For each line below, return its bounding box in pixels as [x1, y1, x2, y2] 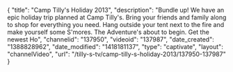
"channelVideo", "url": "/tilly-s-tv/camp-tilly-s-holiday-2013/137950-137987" [7, 50, 226, 58]
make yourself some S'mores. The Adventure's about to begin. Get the [7, 28, 210, 36]
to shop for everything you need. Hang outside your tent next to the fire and [7, 21, 225, 28]
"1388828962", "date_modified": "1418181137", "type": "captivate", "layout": [7, 43, 224, 51]
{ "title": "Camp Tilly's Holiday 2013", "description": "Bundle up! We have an [7, 6, 225, 14]
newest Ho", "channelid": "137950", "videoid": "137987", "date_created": [7, 35, 214, 44]
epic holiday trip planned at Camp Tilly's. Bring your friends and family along [7, 13, 227, 21]
